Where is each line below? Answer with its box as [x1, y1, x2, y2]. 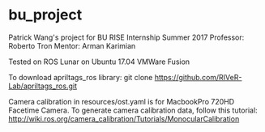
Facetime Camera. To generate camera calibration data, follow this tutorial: [8, 105, 258, 115]
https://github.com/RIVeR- [154, 72, 242, 82]
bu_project [8, 6, 83, 24]
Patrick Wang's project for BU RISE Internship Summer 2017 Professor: [8, 32, 245, 42]
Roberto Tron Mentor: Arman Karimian [8, 40, 136, 50]
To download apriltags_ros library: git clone [8, 72, 153, 82]
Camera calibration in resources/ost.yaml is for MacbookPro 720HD [8, 96, 235, 106]
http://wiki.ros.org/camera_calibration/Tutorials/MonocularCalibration [8, 113, 240, 123]
